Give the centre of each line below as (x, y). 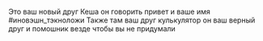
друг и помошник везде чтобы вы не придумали (92, 29)
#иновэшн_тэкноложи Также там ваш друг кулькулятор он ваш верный (132, 20)
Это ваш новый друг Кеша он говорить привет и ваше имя (109, 12)
